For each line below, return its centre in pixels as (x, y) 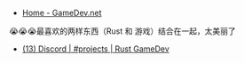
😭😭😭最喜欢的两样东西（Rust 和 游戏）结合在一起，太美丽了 (123, 31)
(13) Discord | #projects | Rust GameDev (96, 49)
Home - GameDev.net (62, 13)
